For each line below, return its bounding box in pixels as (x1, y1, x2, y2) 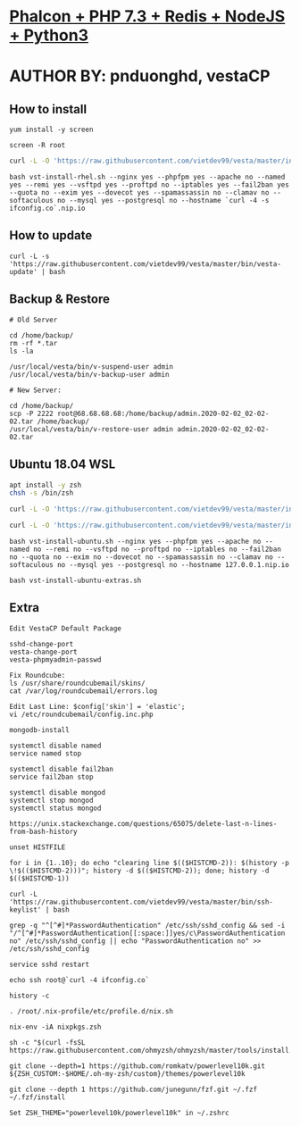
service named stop (9, 748, 82, 758)
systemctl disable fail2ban (9, 764, 114, 773)
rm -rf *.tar (9, 338, 58, 347)
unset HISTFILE (9, 842, 66, 852)
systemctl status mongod (9, 804, 102, 813)
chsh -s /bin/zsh (9, 488, 74, 497)
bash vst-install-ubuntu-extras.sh (9, 576, 142, 585)
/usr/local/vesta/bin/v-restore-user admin (9, 424, 174, 434)
